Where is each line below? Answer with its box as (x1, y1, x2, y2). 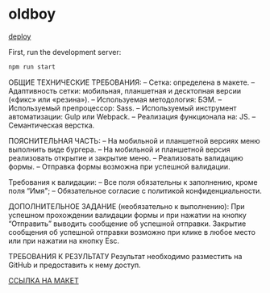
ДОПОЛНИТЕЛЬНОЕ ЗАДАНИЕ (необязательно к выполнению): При (8, 201, 245, 211)
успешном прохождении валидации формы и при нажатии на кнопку (8, 210, 247, 220)
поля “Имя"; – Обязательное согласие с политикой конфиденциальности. (8, 186, 262, 195)
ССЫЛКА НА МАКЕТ (8, 275, 79, 285)
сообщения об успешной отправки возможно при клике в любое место (8, 227, 256, 236)
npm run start (8, 62, 56, 71)
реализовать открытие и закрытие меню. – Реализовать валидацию (8, 153, 243, 162)
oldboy (8, 5, 56, 23)
